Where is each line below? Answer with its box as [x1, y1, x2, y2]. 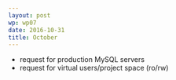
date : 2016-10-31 [8, 26, 65, 34]
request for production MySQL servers [19, 55, 145, 64]
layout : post [8, 11, 51, 20]
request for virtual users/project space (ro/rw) [19, 64, 169, 73]
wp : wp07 [8, 19, 37, 27]
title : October [8, 33, 58, 42]
